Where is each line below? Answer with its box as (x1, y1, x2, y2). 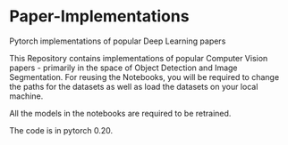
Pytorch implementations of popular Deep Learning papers (9, 36, 226, 46)
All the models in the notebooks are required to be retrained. (9, 108, 232, 118)
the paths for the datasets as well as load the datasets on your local (9, 81, 258, 92)
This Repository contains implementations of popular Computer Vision (9, 52, 268, 63)
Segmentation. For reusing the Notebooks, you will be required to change (9, 71, 280, 82)
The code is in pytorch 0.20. (9, 125, 114, 135)
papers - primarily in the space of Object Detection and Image (9, 62, 239, 73)
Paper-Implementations (9, 6, 190, 27)
